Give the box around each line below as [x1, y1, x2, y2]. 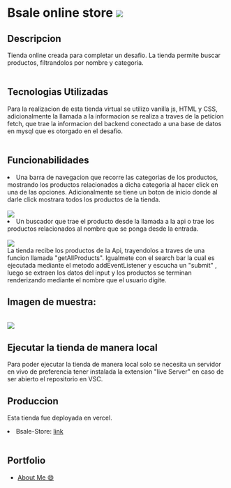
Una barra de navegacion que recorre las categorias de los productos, [16, 173, 218, 181]
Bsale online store [7, 5, 114, 21]
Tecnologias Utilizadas [7, 86, 109, 98]
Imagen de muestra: [7, 296, 96, 308]
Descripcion [7, 33, 61, 45]
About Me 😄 [17, 473, 54, 482]
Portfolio [7, 455, 46, 466]
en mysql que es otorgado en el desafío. [7, 127, 124, 135]
